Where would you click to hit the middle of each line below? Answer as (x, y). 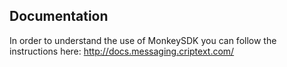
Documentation (59, 16)
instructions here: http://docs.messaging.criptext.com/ (122, 51)
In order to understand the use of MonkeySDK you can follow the (143, 40)
